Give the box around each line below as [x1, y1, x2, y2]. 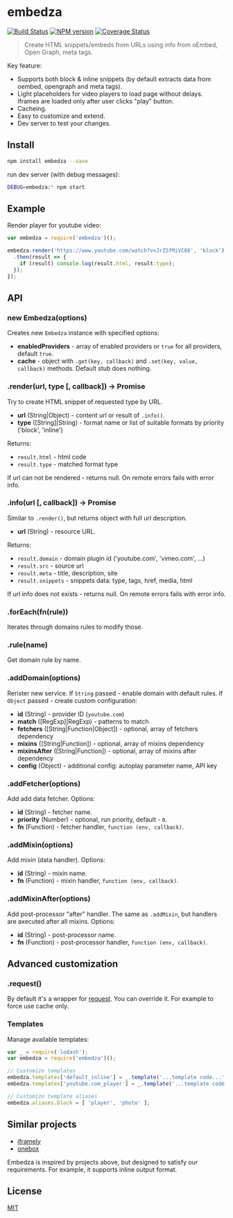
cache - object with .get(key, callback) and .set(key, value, [17, 357, 198, 365]
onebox [17, 1144, 40, 1153]
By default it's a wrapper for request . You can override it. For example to [7, 995, 214, 1003]
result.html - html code [17, 452, 87, 461]
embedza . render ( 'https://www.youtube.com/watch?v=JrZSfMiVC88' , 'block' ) [7, 247, 225, 254]
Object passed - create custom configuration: [7, 696, 137, 704]
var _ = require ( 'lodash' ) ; [7, 1049, 89, 1056]
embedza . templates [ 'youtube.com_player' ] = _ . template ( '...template [7, 1081, 209, 1088]
